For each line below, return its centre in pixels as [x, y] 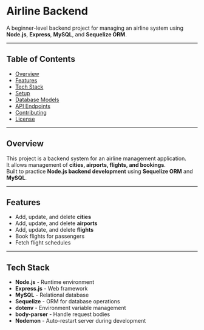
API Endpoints [32, 106]
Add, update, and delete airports [56, 223]
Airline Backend [47, 11]
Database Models [37, 99]
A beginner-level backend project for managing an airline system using [95, 28]
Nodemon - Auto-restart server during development [80, 321]
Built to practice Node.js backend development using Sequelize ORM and [100, 171]
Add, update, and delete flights [54, 230]
